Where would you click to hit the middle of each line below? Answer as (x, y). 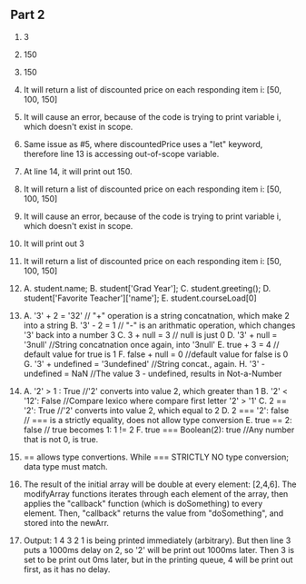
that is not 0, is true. (61, 439)
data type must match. (65, 466)
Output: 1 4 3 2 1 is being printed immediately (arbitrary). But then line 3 (157, 540)
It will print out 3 (54, 243)
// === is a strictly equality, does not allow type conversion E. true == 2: (158, 420)
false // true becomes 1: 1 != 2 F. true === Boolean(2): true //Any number (159, 430)
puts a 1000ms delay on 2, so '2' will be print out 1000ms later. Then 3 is (158, 549)
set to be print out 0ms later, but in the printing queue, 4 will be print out (158, 559)
